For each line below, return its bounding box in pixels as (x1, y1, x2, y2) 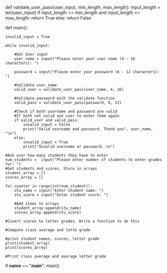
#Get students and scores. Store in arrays (5, 166, 97, 171)
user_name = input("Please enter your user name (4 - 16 (14, 56, 135, 61)
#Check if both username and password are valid (14, 109, 117, 114)
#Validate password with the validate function (14, 96, 115, 101)
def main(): (5, 25, 28, 31)
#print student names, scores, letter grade (5, 236, 99, 241)
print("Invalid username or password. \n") (23, 144, 115, 149)
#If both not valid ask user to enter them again (14, 113, 120, 118)
